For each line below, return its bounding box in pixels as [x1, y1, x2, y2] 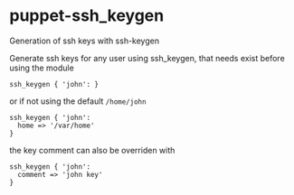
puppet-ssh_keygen [9, 5, 165, 26]
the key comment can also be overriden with [9, 144, 175, 155]
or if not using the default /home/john [9, 96, 147, 107]
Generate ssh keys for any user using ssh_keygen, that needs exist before [9, 52, 285, 63]
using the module [9, 62, 74, 73]
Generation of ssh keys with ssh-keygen [9, 35, 160, 46]
